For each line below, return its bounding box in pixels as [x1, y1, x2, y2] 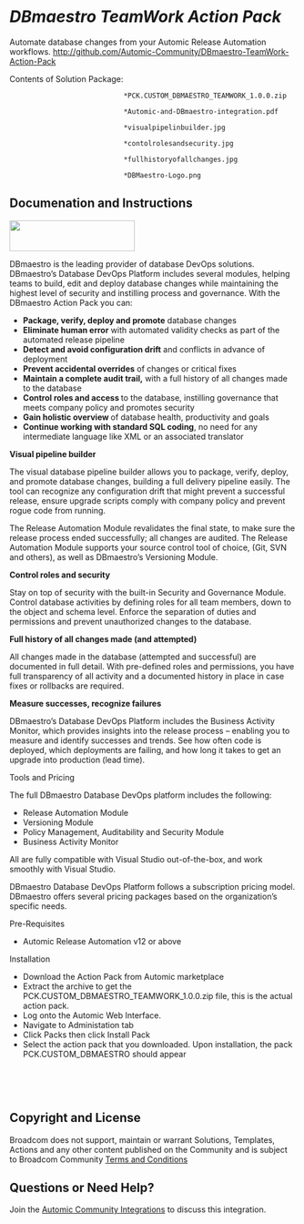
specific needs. [9, 900, 67, 912]
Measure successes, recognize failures [9, 698, 162, 709]
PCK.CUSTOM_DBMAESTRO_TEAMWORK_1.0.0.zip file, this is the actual [22, 990, 293, 1001]
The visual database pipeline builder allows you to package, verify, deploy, [9, 466, 289, 477]
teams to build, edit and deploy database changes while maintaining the [9, 278, 279, 289]
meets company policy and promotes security [22, 402, 196, 413]
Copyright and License [9, 1110, 141, 1126]
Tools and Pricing [9, 771, 76, 782]
